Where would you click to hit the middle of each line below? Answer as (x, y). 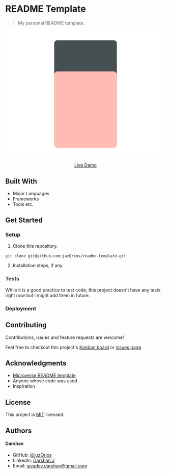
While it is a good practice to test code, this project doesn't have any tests (83, 290)
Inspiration (24, 386)
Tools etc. (23, 204)
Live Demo (86, 165)
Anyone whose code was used (45, 381)
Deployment (21, 308)
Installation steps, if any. (38, 266)
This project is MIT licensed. (35, 415)
